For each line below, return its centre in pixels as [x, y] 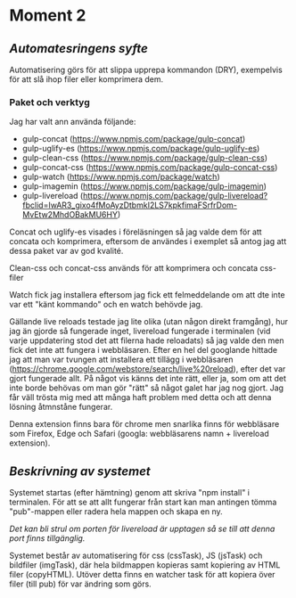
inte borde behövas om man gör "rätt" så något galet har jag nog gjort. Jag [146, 388]
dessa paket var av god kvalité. [66, 251]
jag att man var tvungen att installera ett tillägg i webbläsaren [121, 360]
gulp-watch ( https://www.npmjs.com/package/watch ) [121, 177]
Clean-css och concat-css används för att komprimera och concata [134, 268]
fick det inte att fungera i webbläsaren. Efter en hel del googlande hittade [144, 350]
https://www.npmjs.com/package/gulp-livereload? [176, 196]
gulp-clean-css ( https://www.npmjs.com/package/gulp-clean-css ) [144, 158]
